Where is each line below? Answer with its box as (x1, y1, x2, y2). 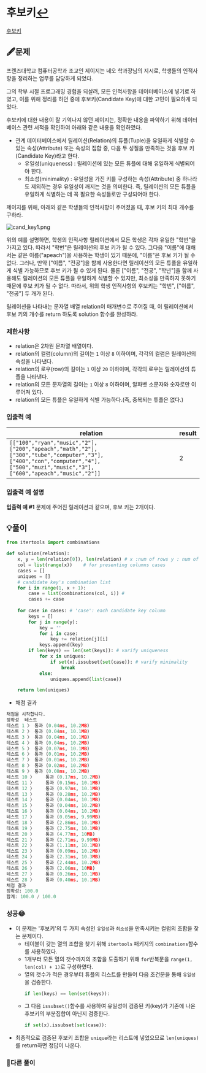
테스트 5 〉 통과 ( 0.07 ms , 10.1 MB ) (6, 745, 90, 752)
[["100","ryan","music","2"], (9, 439, 98, 447)
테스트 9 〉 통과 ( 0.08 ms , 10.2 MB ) (6, 768, 90, 775)
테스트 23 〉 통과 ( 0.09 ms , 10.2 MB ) (6, 848, 101, 855)
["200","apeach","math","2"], (9, 445, 98, 453)
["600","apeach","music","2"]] (9, 470, 101, 477)
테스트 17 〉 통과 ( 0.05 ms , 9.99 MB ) (6, 814, 101, 820)
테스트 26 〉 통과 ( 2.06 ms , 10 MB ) (6, 865, 96, 871)
